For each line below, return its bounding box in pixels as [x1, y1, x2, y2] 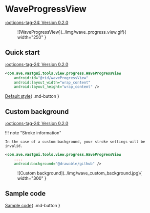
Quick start [5, 48, 40, 57]
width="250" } [17, 34, 46, 40]
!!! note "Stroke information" [5, 130, 62, 136]
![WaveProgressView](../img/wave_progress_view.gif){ [17, 29, 127, 35]
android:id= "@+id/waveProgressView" [14, 75, 89, 80]
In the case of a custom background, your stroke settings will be [5, 139, 146, 145]
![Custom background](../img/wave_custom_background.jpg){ [17, 170, 142, 176]
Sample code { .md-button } [5, 202, 60, 208]
